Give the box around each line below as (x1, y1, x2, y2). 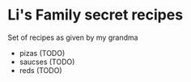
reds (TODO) (19, 65, 62, 75)
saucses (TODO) (19, 57, 75, 67)
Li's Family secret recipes (7, 6, 184, 24)
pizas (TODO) (19, 48, 66, 58)
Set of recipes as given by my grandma (7, 32, 138, 42)
